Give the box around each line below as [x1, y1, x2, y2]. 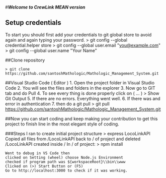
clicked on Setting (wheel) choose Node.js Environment [5, 155, 123, 160]
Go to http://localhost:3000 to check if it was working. [5, 168, 128, 173]
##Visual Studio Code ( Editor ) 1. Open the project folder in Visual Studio [5, 79, 155, 86]
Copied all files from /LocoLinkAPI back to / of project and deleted [5, 136, 141, 142]
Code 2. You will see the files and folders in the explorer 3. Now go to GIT [5, 85, 156, 91]
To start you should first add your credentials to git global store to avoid [5, 32, 152, 38]
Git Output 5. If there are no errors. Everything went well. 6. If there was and [5, 95, 161, 101]
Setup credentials [5, 18, 61, 27]
